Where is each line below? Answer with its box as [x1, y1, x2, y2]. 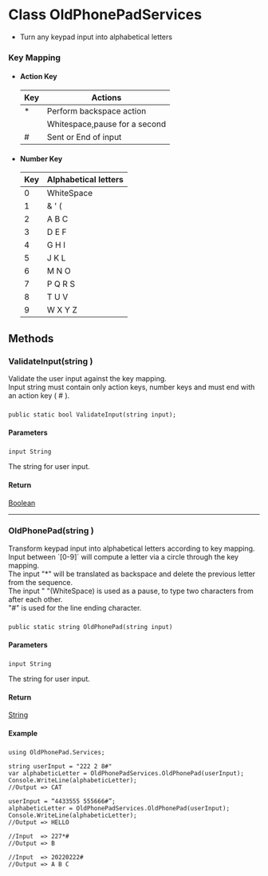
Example [8, 728, 38, 738]
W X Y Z [46, 305, 78, 316]
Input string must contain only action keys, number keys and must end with [8, 382, 255, 392]
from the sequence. [8, 577, 73, 587]
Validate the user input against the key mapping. [8, 373, 167, 383]
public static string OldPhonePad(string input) [8, 623, 173, 631]
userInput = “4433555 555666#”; [8, 798, 116, 806]
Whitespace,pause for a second [46, 118, 167, 129]
